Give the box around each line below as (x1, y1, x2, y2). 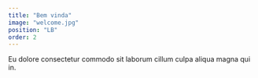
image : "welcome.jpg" (8, 19, 79, 27)
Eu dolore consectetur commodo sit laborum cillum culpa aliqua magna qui (8, 55, 251, 64)
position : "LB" (8, 26, 58, 34)
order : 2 (8, 33, 37, 41)
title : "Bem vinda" (8, 11, 72, 19)
